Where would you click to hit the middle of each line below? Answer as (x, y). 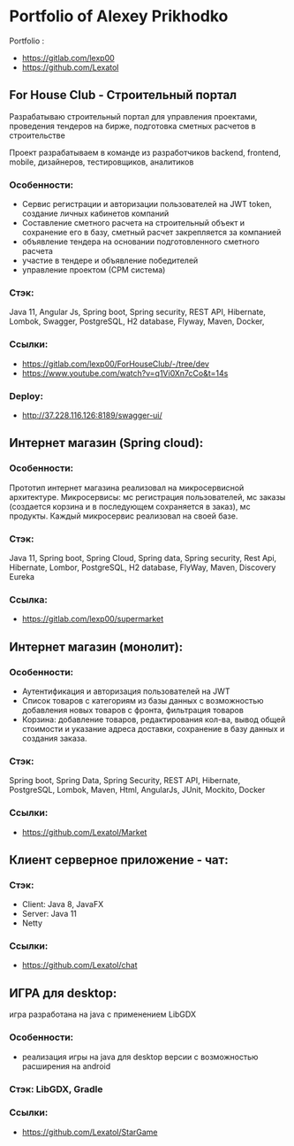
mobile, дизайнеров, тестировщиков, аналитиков (102, 162)
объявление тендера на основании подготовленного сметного (141, 242)
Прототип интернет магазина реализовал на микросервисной (127, 488)
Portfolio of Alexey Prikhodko (119, 16)
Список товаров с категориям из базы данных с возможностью (143, 700)
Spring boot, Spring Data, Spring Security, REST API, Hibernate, (125, 781)
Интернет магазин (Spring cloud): (106, 443)
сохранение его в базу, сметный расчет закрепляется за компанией (151, 233)
